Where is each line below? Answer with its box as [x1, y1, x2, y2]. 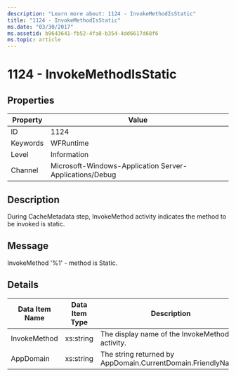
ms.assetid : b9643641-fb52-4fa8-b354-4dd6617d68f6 [7, 29, 159, 37]
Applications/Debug [50, 170, 117, 179]
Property [11, 115, 43, 125]
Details [7, 279, 39, 291]
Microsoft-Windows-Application [50, 161, 159, 171]
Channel [11, 165, 39, 175]
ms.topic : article [7, 36, 61, 43]
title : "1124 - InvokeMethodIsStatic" [7, 17, 121, 24]
